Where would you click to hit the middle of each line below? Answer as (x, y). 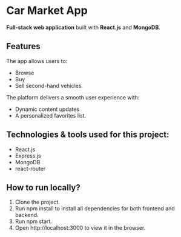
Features (23, 46)
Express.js (28, 156)
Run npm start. (34, 221)
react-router (30, 169)
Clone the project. (38, 202)
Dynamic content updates (47, 109)
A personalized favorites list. (51, 115)
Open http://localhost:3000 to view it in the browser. (80, 228)
